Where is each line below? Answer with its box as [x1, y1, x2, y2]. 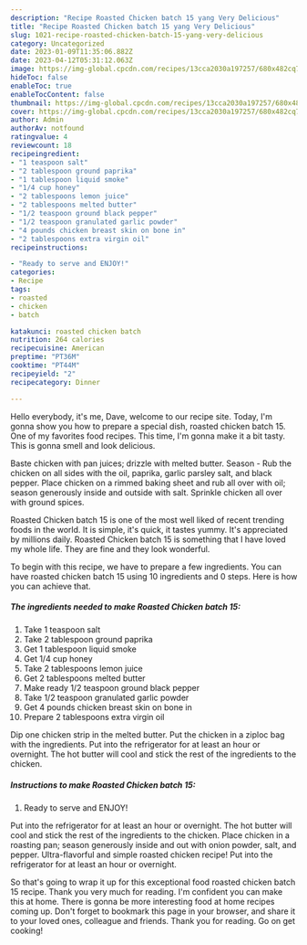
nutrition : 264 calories [10, 335, 105, 345]
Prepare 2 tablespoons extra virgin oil [23, 712, 165, 723]
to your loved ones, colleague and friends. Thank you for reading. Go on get [10, 916, 295, 927]
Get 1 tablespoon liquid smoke [23, 643, 138, 654]
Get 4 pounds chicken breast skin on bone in [23, 702, 192, 713]
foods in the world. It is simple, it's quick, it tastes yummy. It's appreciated [10, 524, 288, 535]
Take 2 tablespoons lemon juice [23, 664, 144, 674]
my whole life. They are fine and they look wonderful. [10, 543, 210, 554]
